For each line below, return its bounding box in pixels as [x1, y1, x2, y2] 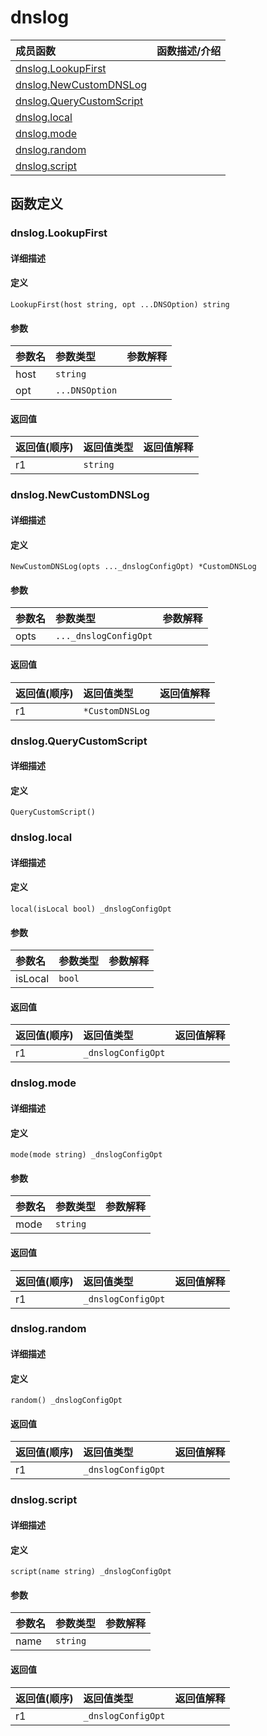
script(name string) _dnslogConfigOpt [10, 1567, 172, 1577]
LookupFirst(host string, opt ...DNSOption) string [10, 300, 230, 310]
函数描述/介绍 [156, 44, 222, 58]
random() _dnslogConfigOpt [10, 1396, 123, 1406]
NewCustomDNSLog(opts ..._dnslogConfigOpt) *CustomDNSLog [10, 562, 257, 572]
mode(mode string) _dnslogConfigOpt [10, 1150, 163, 1160]
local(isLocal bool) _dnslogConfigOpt [10, 904, 172, 915]
